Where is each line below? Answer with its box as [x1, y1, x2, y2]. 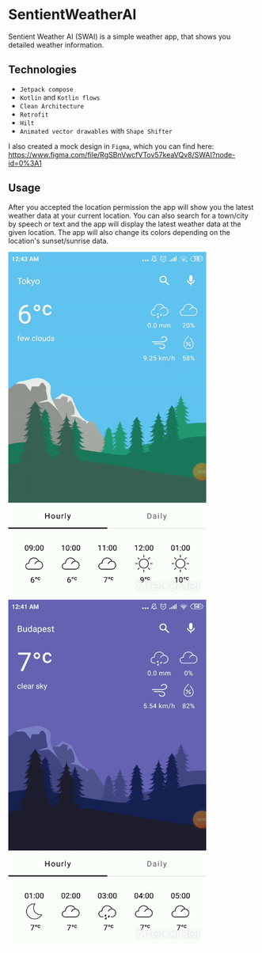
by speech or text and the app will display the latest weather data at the [8, 219, 241, 229]
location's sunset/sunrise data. [8, 236, 109, 245]
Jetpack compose [19, 85, 74, 93]
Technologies [8, 63, 78, 77]
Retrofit [19, 111, 49, 119]
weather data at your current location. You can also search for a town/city [8, 211, 249, 220]
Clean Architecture [19, 102, 85, 110]
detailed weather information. [8, 40, 104, 49]
